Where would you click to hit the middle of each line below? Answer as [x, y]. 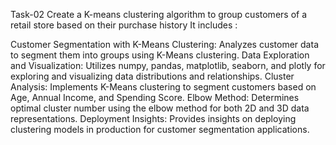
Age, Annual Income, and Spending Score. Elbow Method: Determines [155, 97]
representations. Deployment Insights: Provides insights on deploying [153, 118]
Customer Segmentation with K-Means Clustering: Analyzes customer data [164, 44]
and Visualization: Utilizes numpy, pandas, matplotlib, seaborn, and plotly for [168, 65]
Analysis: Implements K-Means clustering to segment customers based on [163, 87]
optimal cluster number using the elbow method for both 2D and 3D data [160, 108]
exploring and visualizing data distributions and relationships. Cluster [152, 76]
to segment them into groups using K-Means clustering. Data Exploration [160, 55]
